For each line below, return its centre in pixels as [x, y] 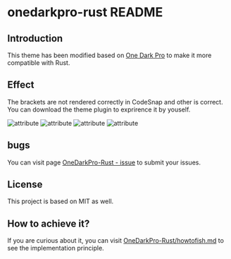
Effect [21, 85]
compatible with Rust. [39, 63]
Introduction [35, 38]
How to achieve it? [49, 223]
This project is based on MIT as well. [61, 201]
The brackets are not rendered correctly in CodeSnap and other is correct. [115, 102]
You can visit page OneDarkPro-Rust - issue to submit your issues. [104, 162]
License [25, 185]
